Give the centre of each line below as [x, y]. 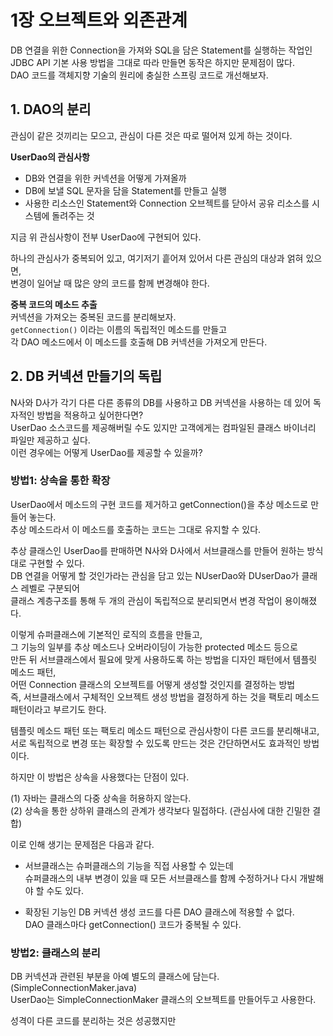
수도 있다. [65, 890]
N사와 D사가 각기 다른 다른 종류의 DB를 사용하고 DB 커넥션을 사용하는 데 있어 [160, 402]
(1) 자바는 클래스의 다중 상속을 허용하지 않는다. [101, 798]
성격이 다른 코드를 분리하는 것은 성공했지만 [93, 1021]
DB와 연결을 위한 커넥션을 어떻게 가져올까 [105, 178]
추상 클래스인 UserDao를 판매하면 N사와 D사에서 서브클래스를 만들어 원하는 [157, 550]
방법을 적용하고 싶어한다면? [90, 415]
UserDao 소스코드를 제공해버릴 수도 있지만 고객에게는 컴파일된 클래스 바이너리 [163, 427]
